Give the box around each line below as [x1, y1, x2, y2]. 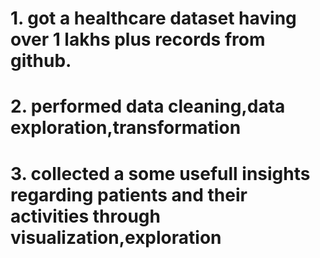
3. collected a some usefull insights [10, 162, 311, 185]
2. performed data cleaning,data [10, 95, 286, 118]
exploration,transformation [10, 117, 242, 139]
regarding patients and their [10, 183, 248, 206]
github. [10, 50, 72, 72]
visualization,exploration [10, 226, 222, 249]
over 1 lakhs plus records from [10, 28, 266, 51]
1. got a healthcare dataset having [10, 7, 297, 30]
